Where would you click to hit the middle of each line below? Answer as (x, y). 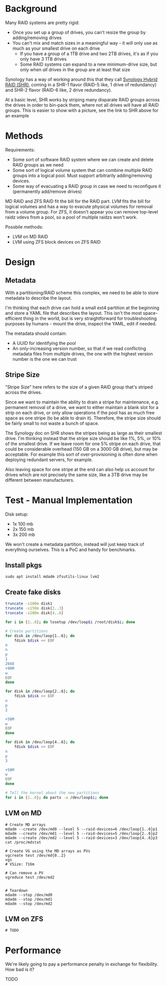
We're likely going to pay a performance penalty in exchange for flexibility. (82, 964)
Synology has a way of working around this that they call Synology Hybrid (81, 79)
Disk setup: (17, 514)
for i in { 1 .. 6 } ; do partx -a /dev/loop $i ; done (57, 798)
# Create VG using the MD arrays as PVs (48, 851)
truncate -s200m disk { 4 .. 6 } (34, 613)
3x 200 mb (23, 534)
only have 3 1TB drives (43, 59)
